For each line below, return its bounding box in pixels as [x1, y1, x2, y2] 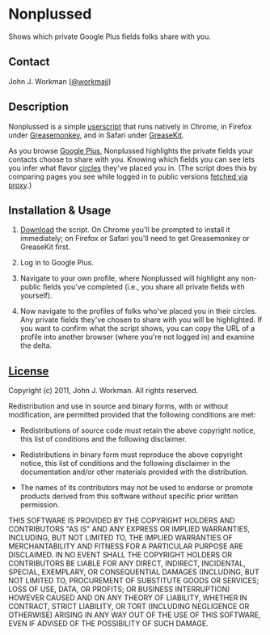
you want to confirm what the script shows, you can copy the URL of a [19, 324, 255, 333]
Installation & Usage [8, 203, 112, 217]
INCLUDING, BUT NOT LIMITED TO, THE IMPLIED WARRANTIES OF [8, 533, 233, 543]
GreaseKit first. [19, 242, 71, 252]
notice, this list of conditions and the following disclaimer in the [19, 459, 230, 468]
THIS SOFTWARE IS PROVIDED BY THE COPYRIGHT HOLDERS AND [8, 515, 236, 526]
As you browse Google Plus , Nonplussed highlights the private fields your [8, 146, 254, 155]
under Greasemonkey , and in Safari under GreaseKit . [8, 130, 184, 140]
